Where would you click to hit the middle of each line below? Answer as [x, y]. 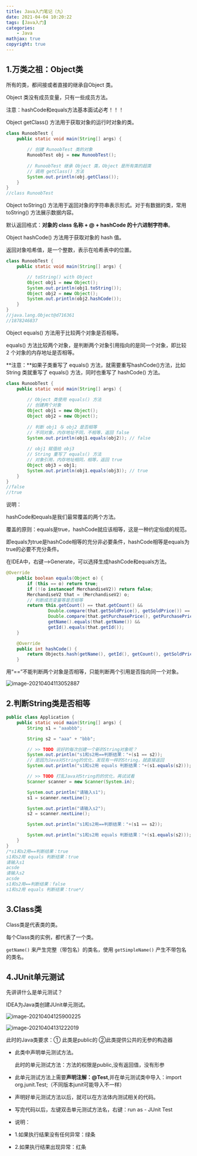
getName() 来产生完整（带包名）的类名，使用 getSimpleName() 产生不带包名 [96, 949]
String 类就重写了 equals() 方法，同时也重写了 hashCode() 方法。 [85, 372]
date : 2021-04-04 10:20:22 [39, 17]
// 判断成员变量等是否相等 [55, 600]
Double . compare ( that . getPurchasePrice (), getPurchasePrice [121, 617]
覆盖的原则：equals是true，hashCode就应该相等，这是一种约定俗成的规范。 [98, 529]
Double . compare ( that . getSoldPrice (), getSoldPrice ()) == [119, 611]
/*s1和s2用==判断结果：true [37, 851]
